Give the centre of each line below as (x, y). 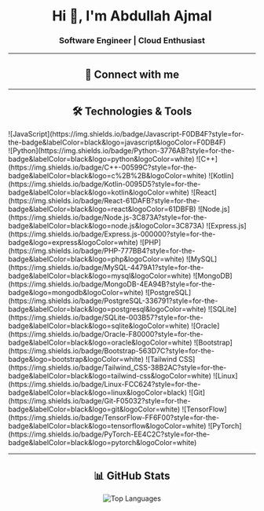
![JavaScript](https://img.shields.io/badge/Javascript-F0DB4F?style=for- (126, 134)
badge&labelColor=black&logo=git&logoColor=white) (94, 409)
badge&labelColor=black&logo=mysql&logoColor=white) (100, 276)
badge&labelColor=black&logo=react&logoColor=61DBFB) (102, 209)
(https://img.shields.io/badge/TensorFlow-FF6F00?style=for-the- (114, 418)
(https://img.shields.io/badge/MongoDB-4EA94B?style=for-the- (112, 284)
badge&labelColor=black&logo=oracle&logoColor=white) (100, 343)
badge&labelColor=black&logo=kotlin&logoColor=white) (99, 192)
